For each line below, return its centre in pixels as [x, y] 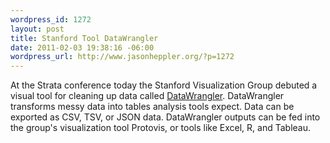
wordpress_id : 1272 [51, 19]
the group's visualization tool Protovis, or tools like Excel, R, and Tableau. [160, 128]
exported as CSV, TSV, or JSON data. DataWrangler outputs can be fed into [165, 117]
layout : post [37, 29]
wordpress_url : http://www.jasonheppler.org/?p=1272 [122, 57]
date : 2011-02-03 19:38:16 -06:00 [82, 47]
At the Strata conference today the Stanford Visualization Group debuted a [164, 85]
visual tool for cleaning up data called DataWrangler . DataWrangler [147, 96]
